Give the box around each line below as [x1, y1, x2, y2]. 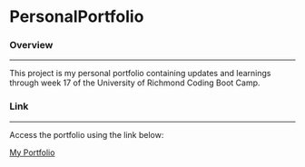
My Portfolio [9, 147, 55, 158]
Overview [9, 39, 54, 52]
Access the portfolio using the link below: [9, 129, 164, 140]
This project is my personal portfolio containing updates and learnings [9, 68, 271, 79]
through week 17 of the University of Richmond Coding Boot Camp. [9, 77, 261, 88]
